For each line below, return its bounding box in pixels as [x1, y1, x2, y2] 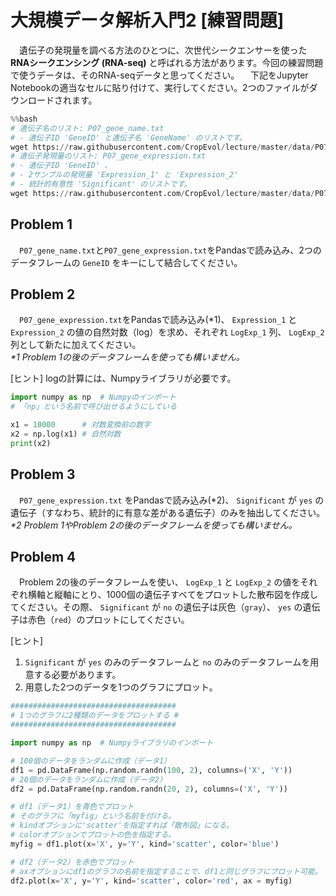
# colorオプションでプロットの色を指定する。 [10, 830, 177, 840]
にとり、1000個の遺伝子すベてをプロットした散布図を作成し [71, 589, 319, 601]
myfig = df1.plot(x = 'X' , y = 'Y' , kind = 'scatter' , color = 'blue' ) [10, 839, 280, 849]
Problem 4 [10, 549, 77, 566]
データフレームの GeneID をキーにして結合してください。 [10, 256, 243, 268]
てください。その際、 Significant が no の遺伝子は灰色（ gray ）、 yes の [10, 601, 303, 613]
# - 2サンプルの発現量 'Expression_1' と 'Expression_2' [10, 170, 239, 180]
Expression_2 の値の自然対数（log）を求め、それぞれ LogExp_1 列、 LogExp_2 [10, 326, 325, 338]
